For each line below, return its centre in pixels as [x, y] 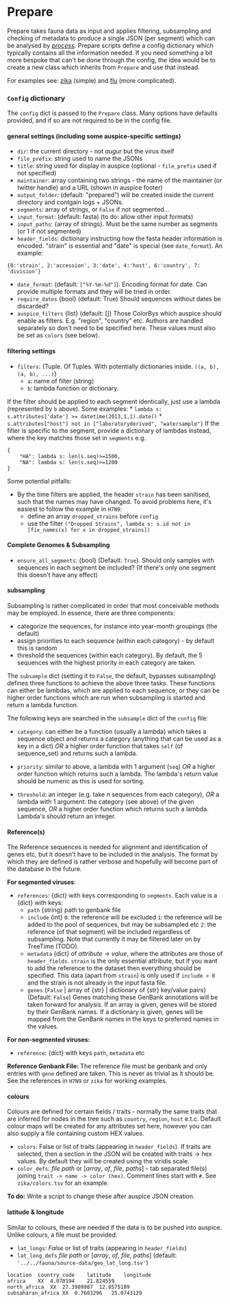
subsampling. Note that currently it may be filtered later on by [114, 939]
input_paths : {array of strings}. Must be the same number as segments [117, 224]
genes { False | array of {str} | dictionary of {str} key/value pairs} [117, 990]
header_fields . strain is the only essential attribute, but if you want [122, 961]
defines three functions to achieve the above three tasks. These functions [111, 683]
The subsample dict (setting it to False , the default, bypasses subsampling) [112, 676]
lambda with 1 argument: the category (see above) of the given [105, 802]
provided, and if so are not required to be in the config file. [90, 121]
